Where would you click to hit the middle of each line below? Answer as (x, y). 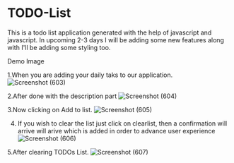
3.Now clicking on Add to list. (50, 109)
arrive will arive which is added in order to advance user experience (116, 131)
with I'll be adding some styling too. (59, 47)
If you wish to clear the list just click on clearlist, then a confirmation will (122, 123)
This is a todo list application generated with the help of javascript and (110, 32)
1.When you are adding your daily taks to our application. (90, 75)
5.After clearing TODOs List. (48, 152)
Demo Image (26, 61)
